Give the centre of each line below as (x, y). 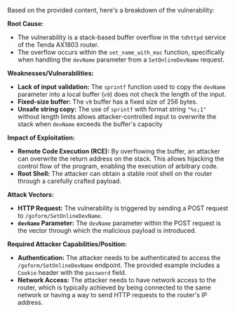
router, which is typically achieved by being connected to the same (114, 287)
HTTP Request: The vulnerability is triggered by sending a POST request (123, 208)
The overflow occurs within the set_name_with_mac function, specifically (121, 52)
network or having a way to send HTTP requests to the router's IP (112, 295)
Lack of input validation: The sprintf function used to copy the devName (121, 87)
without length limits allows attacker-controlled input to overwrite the (117, 116)
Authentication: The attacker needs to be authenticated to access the (119, 258)
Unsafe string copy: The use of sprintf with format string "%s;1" (112, 109)
